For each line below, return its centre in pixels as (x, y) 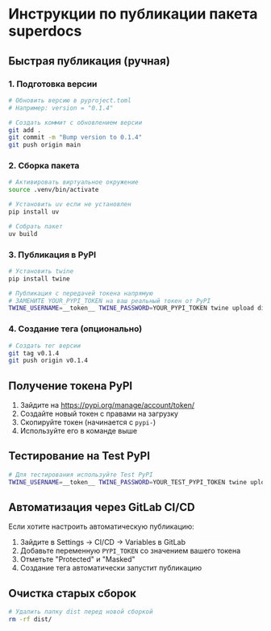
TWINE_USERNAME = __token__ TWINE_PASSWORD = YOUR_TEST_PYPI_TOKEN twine (128, 482)
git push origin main (45, 145)
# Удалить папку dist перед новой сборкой (81, 612)
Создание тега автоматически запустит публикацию (111, 568)
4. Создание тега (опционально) (75, 329)
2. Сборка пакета (44, 166)
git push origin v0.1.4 (48, 361)
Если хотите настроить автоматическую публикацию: (102, 527)
